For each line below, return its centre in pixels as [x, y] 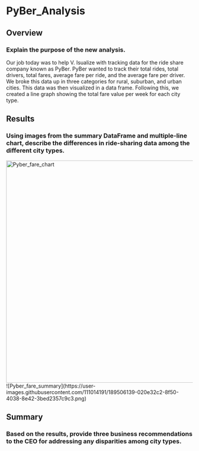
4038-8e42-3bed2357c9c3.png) [46, 398]
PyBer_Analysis [46, 11]
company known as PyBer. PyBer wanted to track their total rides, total [92, 69]
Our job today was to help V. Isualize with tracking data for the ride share [95, 62]
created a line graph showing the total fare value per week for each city [93, 94]
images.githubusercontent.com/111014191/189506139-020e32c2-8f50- [92, 392]
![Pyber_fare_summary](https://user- [51, 386]
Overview [25, 33]
